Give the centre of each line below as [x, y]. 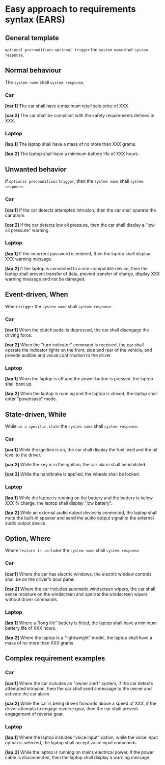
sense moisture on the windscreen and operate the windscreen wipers [77, 594]
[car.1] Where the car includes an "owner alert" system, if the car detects [79, 683]
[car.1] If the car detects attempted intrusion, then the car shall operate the [81, 210]
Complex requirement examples [55, 659]
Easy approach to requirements [70, 9]
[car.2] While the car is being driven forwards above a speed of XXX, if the [81, 703]
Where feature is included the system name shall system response [72, 550]
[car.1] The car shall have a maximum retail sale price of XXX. [67, 106]
